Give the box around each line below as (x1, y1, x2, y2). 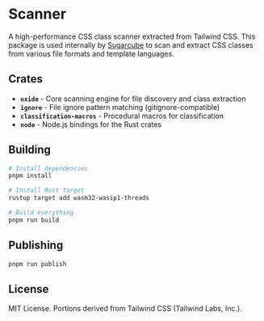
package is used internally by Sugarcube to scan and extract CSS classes (8, 40, 254, 49)
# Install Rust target (8, 187, 85, 195)
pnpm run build (8, 216, 60, 224)
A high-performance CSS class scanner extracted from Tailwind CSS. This (8, 32, 256, 41)
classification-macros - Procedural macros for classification (19, 111, 224, 120)
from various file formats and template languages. (8, 49, 175, 58)
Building (8, 143, 51, 157)
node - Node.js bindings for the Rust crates (19, 119, 162, 129)
